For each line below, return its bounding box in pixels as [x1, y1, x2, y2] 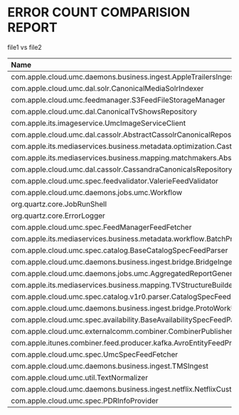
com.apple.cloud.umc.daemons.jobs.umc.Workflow [11, 187, 183, 197]
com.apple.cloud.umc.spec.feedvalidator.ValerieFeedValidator [11, 176, 219, 186]
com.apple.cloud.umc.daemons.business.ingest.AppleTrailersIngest [11, 72, 237, 82]
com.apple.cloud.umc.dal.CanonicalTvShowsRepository [11, 106, 198, 116]
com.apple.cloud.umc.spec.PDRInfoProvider [11, 396, 159, 406]
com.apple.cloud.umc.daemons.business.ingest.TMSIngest [11, 361, 208, 371]
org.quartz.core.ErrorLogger [11, 211, 105, 221]
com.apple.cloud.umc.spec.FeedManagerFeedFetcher [11, 222, 192, 232]
